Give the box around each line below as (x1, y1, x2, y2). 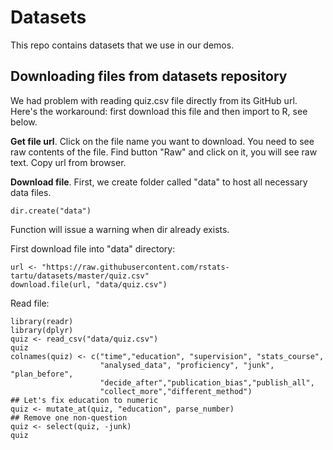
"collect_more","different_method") (99, 386, 253, 396)
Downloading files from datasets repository (10, 68, 288, 85)
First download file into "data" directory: (10, 242, 176, 255)
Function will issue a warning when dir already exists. (10, 223, 230, 235)
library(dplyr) (10, 325, 74, 335)
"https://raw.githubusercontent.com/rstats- (41, 262, 230, 272)
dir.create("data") (10, 206, 92, 216)
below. (10, 116, 38, 128)
